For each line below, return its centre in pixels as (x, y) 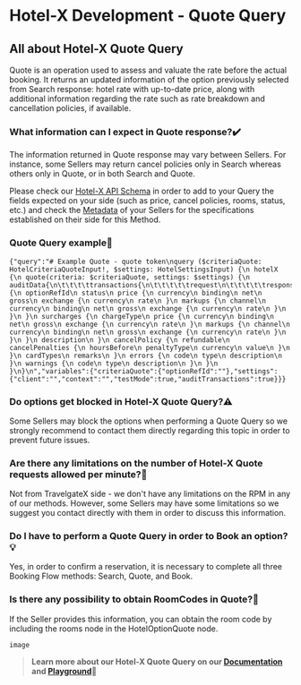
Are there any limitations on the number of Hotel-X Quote (136, 463)
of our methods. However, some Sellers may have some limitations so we (144, 503)
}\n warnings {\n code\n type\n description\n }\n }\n (114, 364)
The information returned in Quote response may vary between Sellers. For (148, 155)
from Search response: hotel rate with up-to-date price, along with (132, 89)
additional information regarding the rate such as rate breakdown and (138, 98)
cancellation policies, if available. (70, 108)
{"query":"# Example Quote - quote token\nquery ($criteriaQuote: (136, 261)
